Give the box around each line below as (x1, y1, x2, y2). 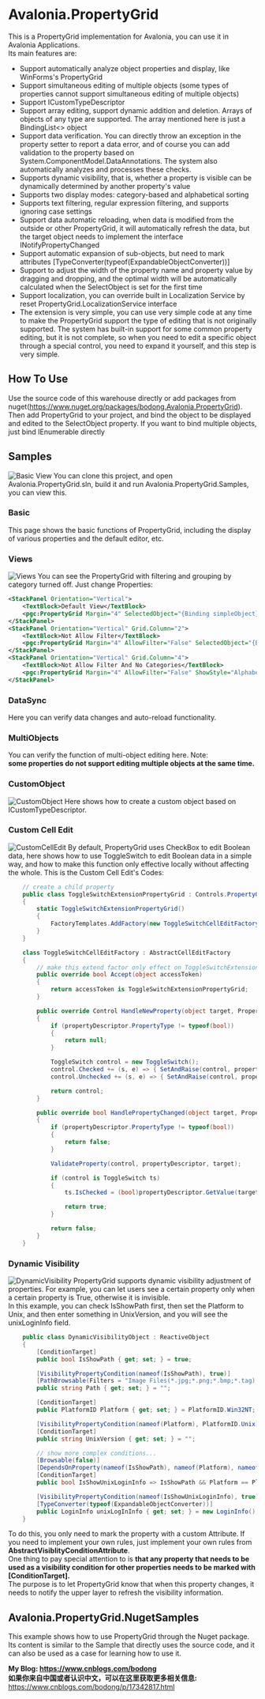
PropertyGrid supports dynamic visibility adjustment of (73, 1276, 252, 1286)
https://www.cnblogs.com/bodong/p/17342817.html (8, 1682, 175, 1692)
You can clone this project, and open (54, 470, 174, 480)
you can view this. (8, 488, 67, 497)
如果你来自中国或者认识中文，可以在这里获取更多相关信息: (8, 1674, 197, 1683)
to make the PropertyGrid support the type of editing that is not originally (19, 315, 257, 325)
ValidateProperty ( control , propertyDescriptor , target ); (50, 1160, 242, 1168)
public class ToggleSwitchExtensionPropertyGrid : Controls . (22, 890, 227, 898)
